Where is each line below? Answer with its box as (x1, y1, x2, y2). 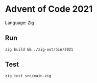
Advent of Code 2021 (5, 3, 93, 15)
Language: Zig (5, 20, 34, 26)
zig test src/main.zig (5, 73, 51, 78)
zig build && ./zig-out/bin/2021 (5, 47, 73, 52)
